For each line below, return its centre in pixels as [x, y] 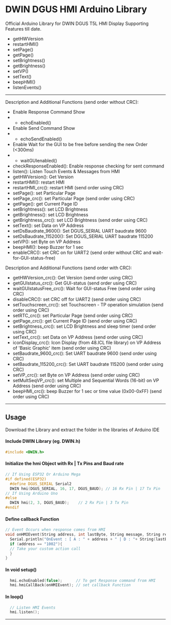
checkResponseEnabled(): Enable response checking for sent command [88, 166]
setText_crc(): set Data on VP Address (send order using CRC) [78, 337]
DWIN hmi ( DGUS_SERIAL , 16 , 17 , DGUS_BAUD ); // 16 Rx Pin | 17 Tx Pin [85, 489]
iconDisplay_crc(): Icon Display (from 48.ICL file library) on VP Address [87, 343]
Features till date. [23, 29]
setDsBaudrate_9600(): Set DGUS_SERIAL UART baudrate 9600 [79, 231]
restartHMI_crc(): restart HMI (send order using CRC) [68, 187]
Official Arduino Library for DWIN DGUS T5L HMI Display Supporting [77, 23]
